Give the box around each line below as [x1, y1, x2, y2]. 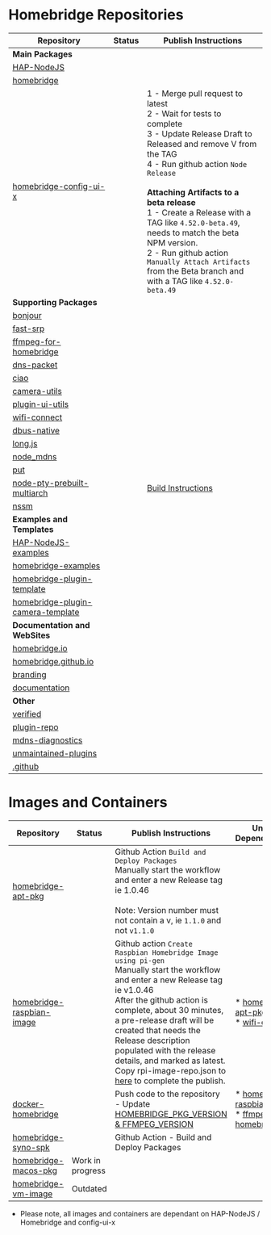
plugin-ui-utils [12, 398, 69, 409]
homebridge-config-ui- [12, 180, 106, 191]
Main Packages [12, 48, 73, 60]
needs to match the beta [146, 227, 240, 238]
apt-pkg [12, 890, 44, 902]
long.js [12, 437, 38, 449]
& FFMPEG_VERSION [115, 1118, 194, 1129]
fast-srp [12, 323, 45, 334]
